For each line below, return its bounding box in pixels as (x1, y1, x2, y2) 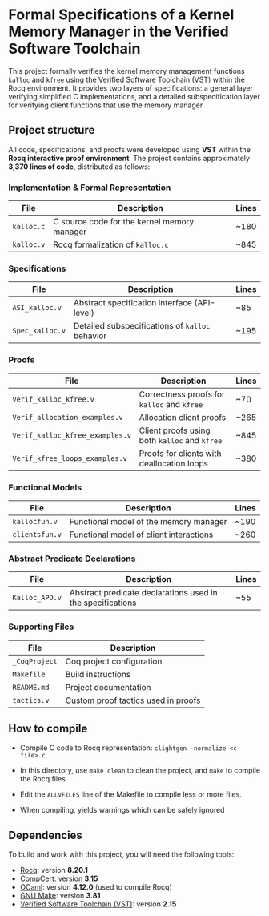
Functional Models (8, 482, 82, 493)
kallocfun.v (12, 517, 58, 526)
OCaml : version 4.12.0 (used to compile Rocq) (19, 882, 172, 892)
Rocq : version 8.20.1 (19, 866, 88, 875)
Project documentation (65, 681, 151, 692)
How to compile (8, 721, 88, 735)
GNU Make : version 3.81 (19, 891, 101, 901)
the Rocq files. (19, 774, 68, 784)
